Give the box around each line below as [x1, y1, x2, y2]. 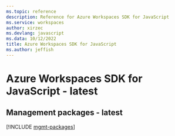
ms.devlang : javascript [6, 30, 65, 36]
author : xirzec [6, 25, 43, 31]
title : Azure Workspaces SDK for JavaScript [6, 42, 117, 47]
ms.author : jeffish [6, 47, 54, 53]
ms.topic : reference [6, 8, 57, 15]
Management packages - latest [6, 108, 123, 118]
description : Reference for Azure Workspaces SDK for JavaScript [6, 14, 169, 20]
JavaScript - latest [6, 84, 98, 97]
